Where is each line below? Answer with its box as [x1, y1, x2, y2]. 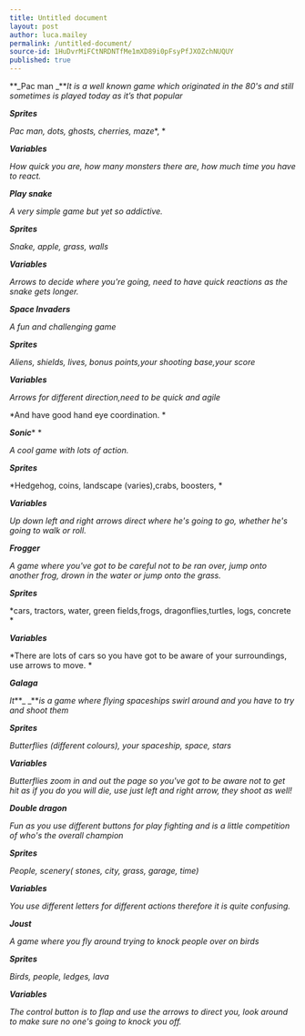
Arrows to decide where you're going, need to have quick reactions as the [9, 277, 289, 287]
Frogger [9, 543, 41, 554]
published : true [9, 56, 71, 65]
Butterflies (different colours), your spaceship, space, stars [9, 740, 232, 751]
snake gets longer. [9, 286, 79, 297]
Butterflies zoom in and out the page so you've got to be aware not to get [9, 776, 286, 786]
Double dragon [9, 803, 67, 813]
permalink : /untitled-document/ [9, 38, 132, 48]
